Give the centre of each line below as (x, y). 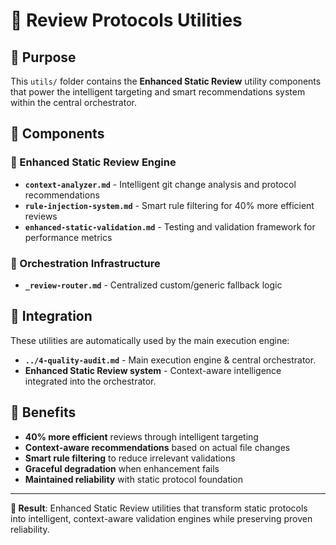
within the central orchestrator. (73, 102)
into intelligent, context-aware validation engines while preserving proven (161, 518)
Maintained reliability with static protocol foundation (134, 479)
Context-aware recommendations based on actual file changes (157, 447)
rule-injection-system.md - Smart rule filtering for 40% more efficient (169, 205)
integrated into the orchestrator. (90, 381)
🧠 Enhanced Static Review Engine (93, 162)
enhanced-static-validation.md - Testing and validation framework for (170, 226)
